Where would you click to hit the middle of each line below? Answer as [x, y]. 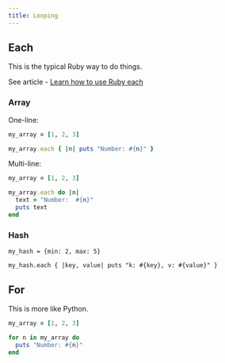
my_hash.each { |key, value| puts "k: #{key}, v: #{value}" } [113, 266]
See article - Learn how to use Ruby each [76, 82]
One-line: [23, 120]
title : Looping [33, 15]
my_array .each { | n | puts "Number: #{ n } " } [81, 149]
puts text [31, 208]
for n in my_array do [44, 338]
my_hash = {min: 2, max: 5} [55, 252]
